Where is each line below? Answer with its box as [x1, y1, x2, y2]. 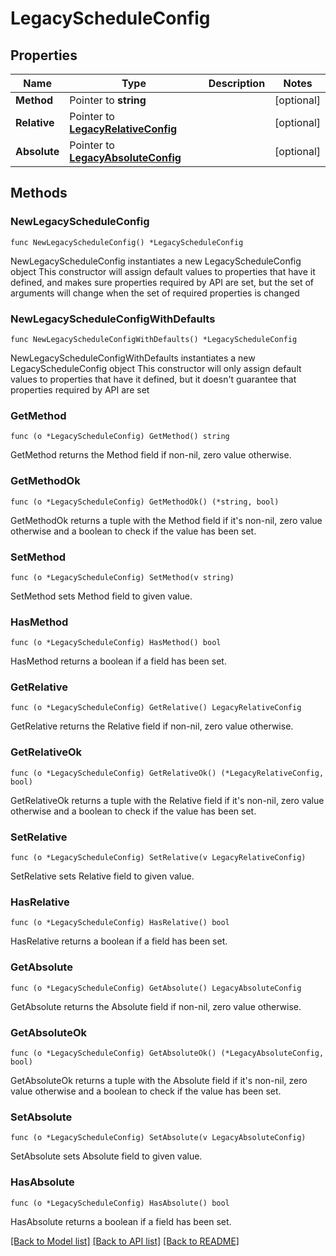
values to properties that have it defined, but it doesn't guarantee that [10, 373, 297, 385]
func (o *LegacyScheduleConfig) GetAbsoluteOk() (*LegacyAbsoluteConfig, [10, 1048, 325, 1058]
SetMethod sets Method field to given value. [10, 590, 193, 602]
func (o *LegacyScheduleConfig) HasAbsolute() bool [10, 1198, 230, 1208]
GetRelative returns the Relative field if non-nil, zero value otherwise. [10, 720, 294, 732]
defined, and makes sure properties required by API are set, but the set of [10, 276, 315, 288]
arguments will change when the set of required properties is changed [10, 287, 300, 299]
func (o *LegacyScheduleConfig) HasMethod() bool [10, 638, 222, 648]
